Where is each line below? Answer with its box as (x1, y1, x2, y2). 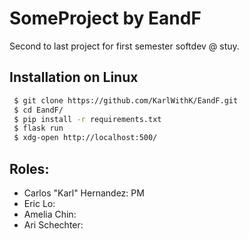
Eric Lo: (23, 197, 56, 209)
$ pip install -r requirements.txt (13, 114, 162, 124)
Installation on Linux (9, 69, 139, 86)
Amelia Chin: (23, 208, 77, 220)
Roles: (9, 160, 50, 177)
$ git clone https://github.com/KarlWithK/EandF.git (13, 95, 239, 106)
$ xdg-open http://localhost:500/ (13, 133, 158, 143)
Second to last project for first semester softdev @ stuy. (9, 40, 240, 52)
